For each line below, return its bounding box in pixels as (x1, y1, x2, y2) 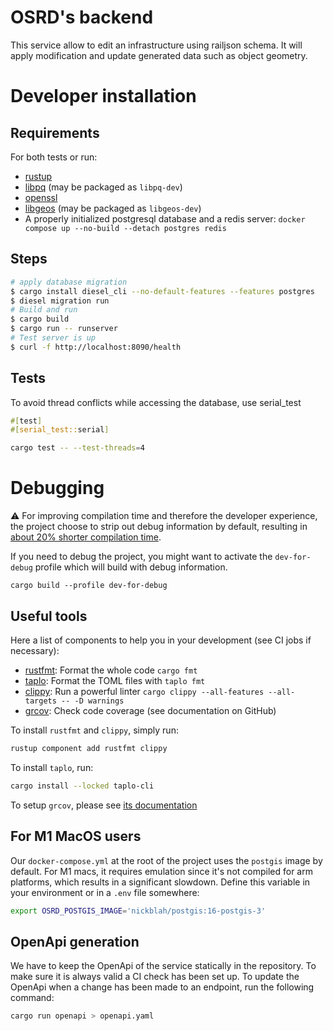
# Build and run (10, 305, 78, 315)
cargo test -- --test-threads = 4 (10, 443, 145, 453)
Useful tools (10, 607, 88, 625)
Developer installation (10, 85, 197, 108)
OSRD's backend (10, 6, 154, 29)
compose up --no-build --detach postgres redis (24, 223, 227, 233)
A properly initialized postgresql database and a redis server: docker (24, 212, 306, 225)
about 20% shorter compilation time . (10, 531, 162, 543)
